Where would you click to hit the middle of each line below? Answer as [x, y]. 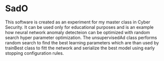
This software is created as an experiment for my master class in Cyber [78, 22]
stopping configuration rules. [35, 53]
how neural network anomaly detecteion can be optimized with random [78, 32]
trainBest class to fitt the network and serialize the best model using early [80, 48]
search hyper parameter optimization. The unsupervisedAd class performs [81, 38]
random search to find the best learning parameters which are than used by [82, 42]
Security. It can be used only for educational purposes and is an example [80, 27]
